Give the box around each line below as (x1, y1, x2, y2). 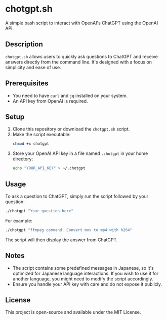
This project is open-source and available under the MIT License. (5, 309, 141, 315)
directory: (12, 156, 33, 162)
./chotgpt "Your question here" (5, 208, 73, 213)
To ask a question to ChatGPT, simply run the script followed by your (5, 193, 149, 199)
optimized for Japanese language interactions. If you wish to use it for (12, 270, 159, 276)
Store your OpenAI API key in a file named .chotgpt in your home (12, 150, 148, 156)
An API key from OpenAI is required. (12, 98, 88, 104)
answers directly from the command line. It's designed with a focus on (5, 59, 152, 65)
